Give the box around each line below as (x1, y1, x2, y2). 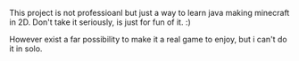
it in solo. (9, 43, 43, 54)
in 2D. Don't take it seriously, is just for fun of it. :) (9, 17, 191, 27)
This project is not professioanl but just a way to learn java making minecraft (9, 8, 290, 18)
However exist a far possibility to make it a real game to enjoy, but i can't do (9, 34, 287, 44)
